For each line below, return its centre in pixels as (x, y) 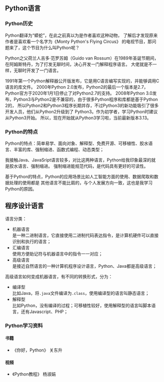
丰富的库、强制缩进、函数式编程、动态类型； (59, 149)
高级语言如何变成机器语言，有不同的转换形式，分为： (59, 276)
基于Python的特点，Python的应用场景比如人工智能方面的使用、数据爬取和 (80, 176)
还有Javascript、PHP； (44, 312)
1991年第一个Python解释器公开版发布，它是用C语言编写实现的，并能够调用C (82, 81)
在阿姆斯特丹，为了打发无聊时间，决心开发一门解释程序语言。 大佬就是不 (79, 64)
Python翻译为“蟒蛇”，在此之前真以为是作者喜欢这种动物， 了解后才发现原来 (82, 35)
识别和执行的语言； (32, 241)
